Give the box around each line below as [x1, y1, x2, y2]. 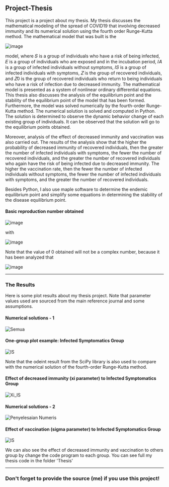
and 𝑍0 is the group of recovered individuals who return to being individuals [5, 75, 162, 82]
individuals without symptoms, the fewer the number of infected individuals [5, 171, 161, 177]
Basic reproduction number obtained [5, 208, 84, 214]
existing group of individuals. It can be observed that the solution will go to [5, 118, 160, 125]
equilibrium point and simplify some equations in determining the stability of [5, 191, 162, 198]
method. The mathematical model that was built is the [5, 33, 117, 39]
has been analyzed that [5, 254, 54, 261]
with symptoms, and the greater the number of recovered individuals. [5, 176, 149, 183]
